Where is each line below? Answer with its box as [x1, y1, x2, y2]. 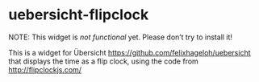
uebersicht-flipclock [8, 6, 149, 24]
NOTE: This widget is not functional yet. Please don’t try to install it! [8, 32, 232, 42]
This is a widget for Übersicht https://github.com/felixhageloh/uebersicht [8, 47, 251, 57]
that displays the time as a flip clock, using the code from [8, 56, 199, 66]
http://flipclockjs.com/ [8, 64, 82, 74]
